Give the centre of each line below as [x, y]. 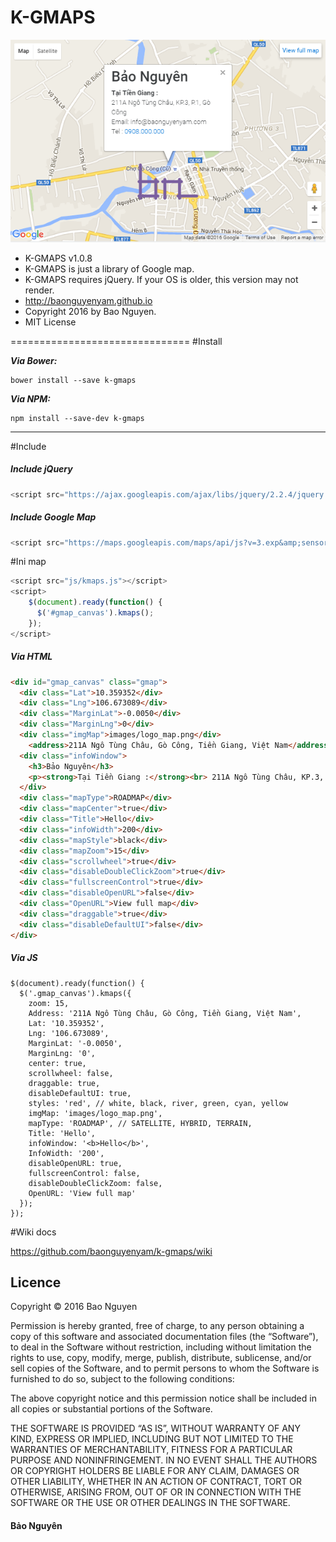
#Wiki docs [33, 1232]
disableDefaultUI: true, [80, 1093]
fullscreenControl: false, [84, 1173]
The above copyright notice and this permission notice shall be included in [163, 1398]
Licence [36, 1282]
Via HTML [31, 657]
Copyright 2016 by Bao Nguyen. [90, 311]
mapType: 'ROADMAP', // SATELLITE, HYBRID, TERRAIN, [140, 1123]
